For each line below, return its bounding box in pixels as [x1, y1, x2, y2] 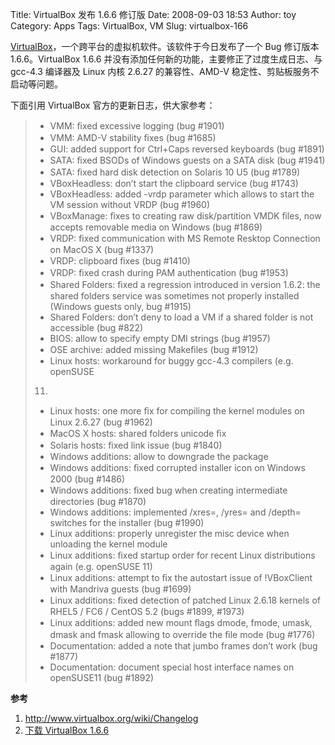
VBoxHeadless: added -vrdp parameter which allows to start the [49, 188, 315, 200]
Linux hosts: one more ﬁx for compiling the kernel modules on [49, 405, 305, 417]
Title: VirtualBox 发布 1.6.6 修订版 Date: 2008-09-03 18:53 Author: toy [10, 9, 297, 20]
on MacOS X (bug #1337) [49, 244, 155, 255]
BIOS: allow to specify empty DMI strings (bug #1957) [49, 333, 271, 344]
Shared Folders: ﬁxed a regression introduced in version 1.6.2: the [49, 279, 321, 290]
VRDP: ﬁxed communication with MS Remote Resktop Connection [49, 233, 321, 244]
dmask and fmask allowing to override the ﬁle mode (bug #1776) [49, 629, 316, 640]
